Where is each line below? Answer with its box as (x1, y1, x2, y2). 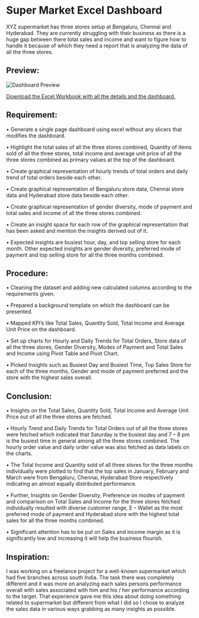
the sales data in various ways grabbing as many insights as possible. (6, 606, 176, 612)
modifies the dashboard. (6, 132, 66, 139)
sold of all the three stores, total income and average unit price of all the (6, 149, 182, 157)
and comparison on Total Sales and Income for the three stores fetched (6, 498, 181, 505)
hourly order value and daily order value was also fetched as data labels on (6, 444, 190, 451)
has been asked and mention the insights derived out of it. (6, 227, 148, 234)
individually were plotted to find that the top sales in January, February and (6, 467, 190, 475)
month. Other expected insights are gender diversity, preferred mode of (6, 245, 181, 252)
